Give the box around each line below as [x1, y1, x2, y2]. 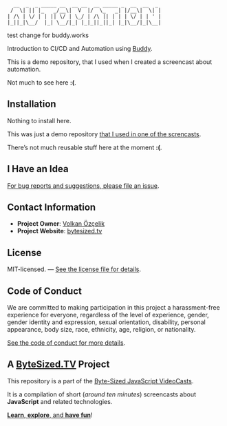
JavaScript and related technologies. [7, 397, 113, 405]
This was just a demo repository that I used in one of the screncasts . [7, 129, 202, 138]
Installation [7, 98, 56, 110]
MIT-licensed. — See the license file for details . [7, 265, 141, 273]
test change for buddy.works [7, 31, 89, 39]
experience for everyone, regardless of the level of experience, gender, [7, 311, 210, 319]
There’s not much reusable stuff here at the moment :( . [7, 143, 162, 151]
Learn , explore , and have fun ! [7, 411, 93, 419]
